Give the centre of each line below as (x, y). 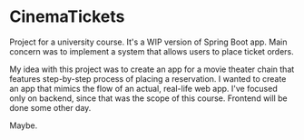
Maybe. (24, 125)
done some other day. (50, 107)
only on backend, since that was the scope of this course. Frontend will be (148, 98)
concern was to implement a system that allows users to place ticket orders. (152, 51)
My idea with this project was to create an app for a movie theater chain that (152, 69)
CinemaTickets (67, 17)
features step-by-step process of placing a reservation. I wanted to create (148, 78)
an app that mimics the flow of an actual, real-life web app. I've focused (144, 88)
